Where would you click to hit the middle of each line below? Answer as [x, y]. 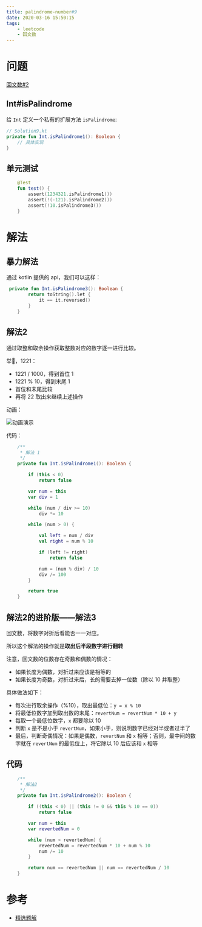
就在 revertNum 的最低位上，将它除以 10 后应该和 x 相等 [89, 743]
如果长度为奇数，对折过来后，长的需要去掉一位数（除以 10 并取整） [99, 679]
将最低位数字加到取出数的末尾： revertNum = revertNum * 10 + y [96, 713]
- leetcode [31, 29]
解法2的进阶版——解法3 [51, 617]
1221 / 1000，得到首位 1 [44, 373]
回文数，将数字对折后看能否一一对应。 [54, 633]
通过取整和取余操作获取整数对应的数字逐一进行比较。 [73, 348]
